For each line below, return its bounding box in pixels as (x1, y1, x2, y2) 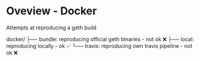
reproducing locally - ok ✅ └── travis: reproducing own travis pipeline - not (6, 42, 193, 49)
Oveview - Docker (6, 4, 97, 18)
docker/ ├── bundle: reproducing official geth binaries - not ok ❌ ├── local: (6, 35, 194, 42)
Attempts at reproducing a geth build (6, 24, 97, 31)
